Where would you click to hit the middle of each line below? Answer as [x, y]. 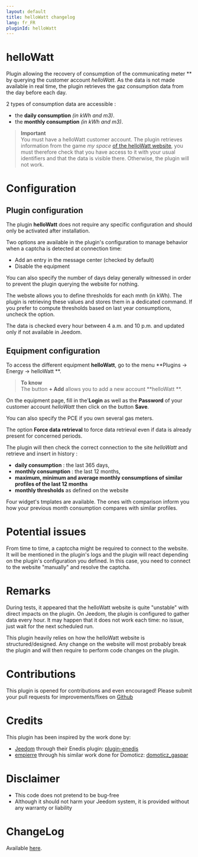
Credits [25, 721]
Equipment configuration [53, 350]
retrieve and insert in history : [42, 454]
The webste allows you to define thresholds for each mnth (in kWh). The [94, 296]
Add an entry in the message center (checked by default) [85, 260]
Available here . [24, 848]
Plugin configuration [45, 210]
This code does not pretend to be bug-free [67, 795]
